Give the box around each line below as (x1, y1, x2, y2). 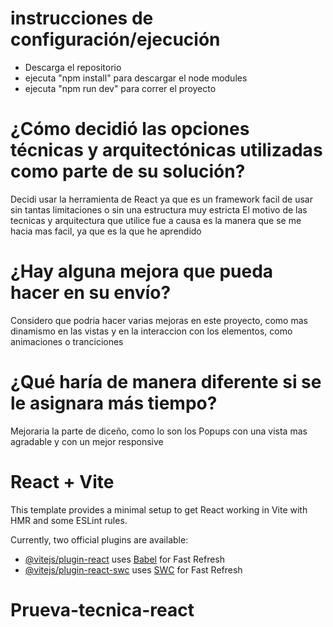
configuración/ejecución (10, 28, 221, 51)
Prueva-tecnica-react (10, 598, 195, 621)
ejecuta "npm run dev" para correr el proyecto (24, 82, 217, 94)
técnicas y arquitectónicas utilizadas (10, 139, 323, 162)
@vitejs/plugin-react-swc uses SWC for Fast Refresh (24, 563, 243, 576)
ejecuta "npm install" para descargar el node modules (24, 72, 248, 84)
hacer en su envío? (10, 282, 172, 304)
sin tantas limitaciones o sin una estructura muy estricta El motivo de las (10, 203, 308, 216)
